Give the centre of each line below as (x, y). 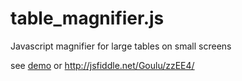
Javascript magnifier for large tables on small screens (121, 46)
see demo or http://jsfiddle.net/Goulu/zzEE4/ (102, 65)
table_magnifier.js (87, 18)
